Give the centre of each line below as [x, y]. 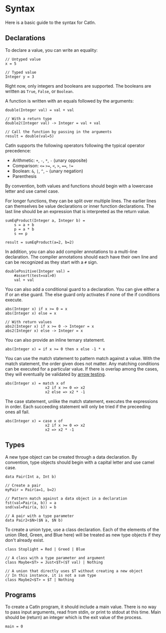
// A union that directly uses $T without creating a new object [74, 571]
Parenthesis [25, 176]
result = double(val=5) [30, 136]
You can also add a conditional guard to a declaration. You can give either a [82, 289]
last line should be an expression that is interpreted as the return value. [78, 211]
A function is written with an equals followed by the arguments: [69, 101]
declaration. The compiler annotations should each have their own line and [81, 256]
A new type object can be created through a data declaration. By [71, 457]
